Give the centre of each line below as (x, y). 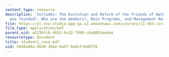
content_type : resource (30, 10)
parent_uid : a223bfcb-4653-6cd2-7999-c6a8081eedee (59, 33)
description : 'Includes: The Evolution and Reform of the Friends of (80, 14)
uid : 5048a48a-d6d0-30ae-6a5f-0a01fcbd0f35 (52, 47)
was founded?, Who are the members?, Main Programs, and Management (83, 19)
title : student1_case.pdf (32, 42)
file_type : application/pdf (35, 28)
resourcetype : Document (30, 38)
